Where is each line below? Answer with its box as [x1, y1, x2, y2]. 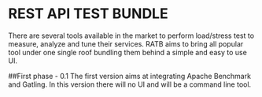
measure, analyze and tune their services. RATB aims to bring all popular [8, 39, 244, 48]
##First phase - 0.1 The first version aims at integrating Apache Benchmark [8, 71, 252, 80]
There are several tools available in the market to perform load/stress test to [8, 31, 254, 40]
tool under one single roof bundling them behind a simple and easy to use [8, 47, 248, 57]
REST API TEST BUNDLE [8, 5, 168, 23]
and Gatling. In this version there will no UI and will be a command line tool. [8, 80, 252, 89]
